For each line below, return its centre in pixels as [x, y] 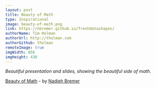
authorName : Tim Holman [30, 33]
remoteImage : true [25, 48]
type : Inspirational [27, 19]
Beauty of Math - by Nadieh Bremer [43, 81]
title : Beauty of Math [29, 15]
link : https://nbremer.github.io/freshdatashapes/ [60, 29]
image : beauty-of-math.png [34, 24]
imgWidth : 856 [20, 52]
